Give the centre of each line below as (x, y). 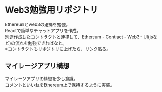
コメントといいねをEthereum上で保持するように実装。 (60, 85)
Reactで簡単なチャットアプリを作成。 (43, 30)
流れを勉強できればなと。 (41, 43)
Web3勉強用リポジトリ (52, 10)
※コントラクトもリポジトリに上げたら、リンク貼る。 (58, 49)
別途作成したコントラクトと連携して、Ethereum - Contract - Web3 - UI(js (79, 37)
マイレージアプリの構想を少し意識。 (42, 78)
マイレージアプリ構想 (37, 66)
